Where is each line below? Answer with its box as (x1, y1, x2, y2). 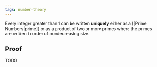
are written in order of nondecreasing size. (5, 31, 90, 36)
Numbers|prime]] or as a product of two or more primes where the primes (5, 25, 152, 32)
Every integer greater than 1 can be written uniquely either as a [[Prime (5, 20, 147, 26)
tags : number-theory (5, 7, 47, 12)
